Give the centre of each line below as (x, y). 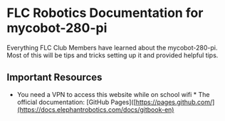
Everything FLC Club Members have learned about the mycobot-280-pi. (112, 47)
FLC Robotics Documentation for (105, 13)
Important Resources (54, 77)
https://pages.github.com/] (175, 102)
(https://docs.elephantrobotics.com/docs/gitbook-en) (95, 109)
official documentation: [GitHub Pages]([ (77, 102)
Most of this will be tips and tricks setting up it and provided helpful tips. (112, 55)
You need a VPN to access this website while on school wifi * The (113, 94)
